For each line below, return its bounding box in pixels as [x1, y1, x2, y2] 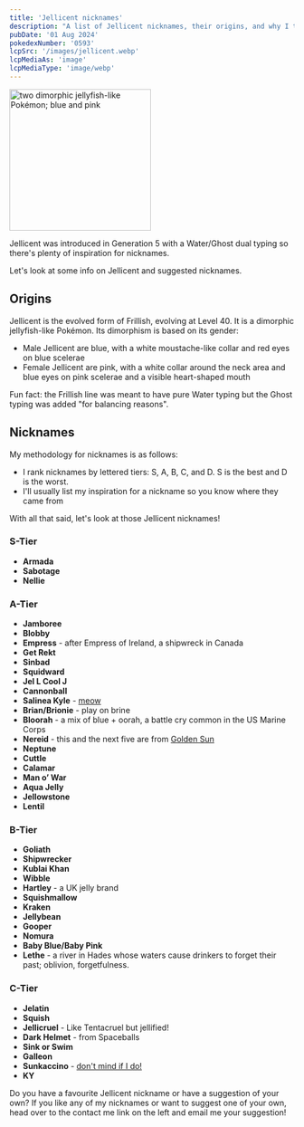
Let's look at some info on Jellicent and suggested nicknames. [9, 264, 242, 276]
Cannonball [22, 685, 68, 697]
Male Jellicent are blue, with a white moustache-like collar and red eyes [22, 342, 290, 353]
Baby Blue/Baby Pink [22, 941, 103, 951]
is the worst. [22, 476, 70, 487]
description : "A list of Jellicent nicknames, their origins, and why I [9, 22, 290, 31]
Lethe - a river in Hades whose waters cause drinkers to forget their [22, 950, 277, 960]
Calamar [22, 762, 56, 774]
